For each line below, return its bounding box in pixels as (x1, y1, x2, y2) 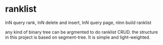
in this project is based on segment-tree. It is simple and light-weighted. (5, 34, 151, 40)
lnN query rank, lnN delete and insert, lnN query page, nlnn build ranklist (5, 20, 152, 25)
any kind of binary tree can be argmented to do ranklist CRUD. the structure (5, 29, 158, 35)
